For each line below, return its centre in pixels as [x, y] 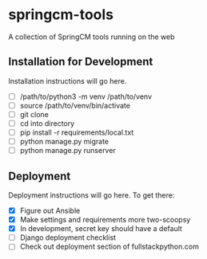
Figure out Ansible [50, 210]
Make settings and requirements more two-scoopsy [105, 220]
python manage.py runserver [68, 151]
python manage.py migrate [64, 142]
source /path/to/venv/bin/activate [75, 105]
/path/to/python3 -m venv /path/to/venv [86, 96]
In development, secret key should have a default [101, 229]
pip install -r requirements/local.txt [77, 132]
